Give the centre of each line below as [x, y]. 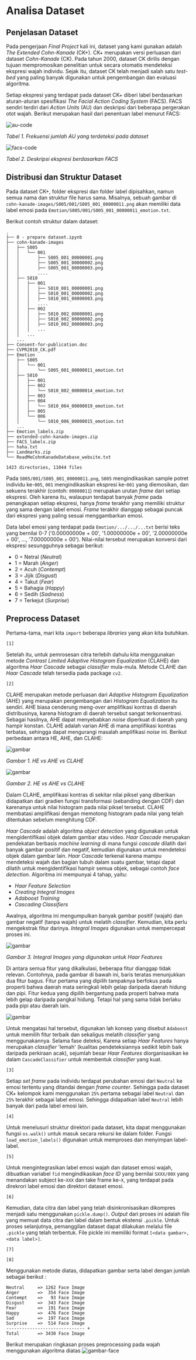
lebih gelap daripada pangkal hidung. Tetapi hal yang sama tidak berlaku [94, 999]
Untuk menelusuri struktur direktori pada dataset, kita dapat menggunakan [96, 1127]
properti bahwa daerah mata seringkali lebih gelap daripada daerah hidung [96, 987]
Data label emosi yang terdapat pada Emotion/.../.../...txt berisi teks [93, 527]
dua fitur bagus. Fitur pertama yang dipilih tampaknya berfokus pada [89, 981]
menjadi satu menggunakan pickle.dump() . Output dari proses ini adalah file [98, 1214]
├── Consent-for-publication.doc [47, 344]
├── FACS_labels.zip [31, 442]
